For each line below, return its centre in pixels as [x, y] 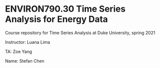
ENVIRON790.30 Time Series [65, 9]
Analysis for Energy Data [57, 19]
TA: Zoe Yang [19, 51]
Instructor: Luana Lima [28, 42]
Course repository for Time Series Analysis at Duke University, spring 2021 [80, 33]
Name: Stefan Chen [25, 61]
